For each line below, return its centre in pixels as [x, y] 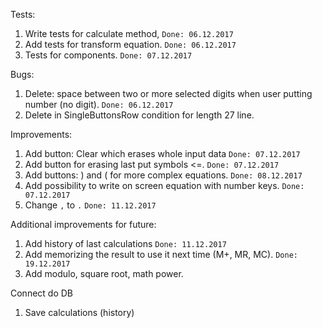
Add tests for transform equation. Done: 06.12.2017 [130, 44]
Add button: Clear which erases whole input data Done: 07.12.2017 [162, 153]
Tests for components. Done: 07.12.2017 [108, 55]
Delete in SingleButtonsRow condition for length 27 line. [139, 115]
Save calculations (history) [79, 312]
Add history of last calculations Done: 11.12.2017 [125, 243]
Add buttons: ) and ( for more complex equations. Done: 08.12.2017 [163, 175]
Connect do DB [42, 293]
